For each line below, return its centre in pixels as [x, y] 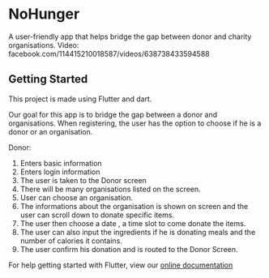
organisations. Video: [44, 45]
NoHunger [44, 14]
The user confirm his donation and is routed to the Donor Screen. [129, 249]
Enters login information [60, 172]
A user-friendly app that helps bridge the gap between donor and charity [130, 36]
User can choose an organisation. [77, 197]
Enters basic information [61, 163]
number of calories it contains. [71, 241]
